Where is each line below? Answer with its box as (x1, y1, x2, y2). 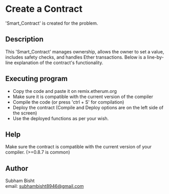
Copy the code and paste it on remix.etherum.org (12, 88, 117, 94)
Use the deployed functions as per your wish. (12, 115, 109, 121)
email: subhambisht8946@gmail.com (5, 183, 84, 189)
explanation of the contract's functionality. (14, 60, 103, 66)
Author (5, 164, 28, 172)
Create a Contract (5, 3, 83, 15)
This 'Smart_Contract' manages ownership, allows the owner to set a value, (5, 48, 164, 54)
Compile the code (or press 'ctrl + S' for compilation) (12, 99, 124, 105)
